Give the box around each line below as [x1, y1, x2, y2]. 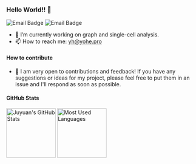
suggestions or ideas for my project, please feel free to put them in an [15, 74, 190, 81]
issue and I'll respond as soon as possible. [15, 80, 121, 87]
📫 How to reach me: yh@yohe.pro [15, 38, 102, 45]
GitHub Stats [6, 94, 39, 102]
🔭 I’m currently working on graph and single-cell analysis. [15, 31, 160, 38]
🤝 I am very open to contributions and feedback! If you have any [15, 67, 176, 75]
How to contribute [6, 54, 53, 61]
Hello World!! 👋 [6, 5, 52, 14]
